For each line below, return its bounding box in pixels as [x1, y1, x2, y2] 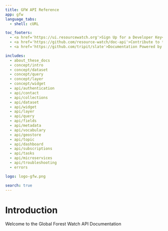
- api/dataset [9, 99, 39, 105]
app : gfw [5, 12, 23, 17]
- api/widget [9, 104, 37, 109]
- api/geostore [9, 132, 41, 137]
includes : [5, 53, 26, 58]
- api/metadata [9, 123, 41, 128]
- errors [9, 164, 28, 170]
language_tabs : [5, 16, 37, 21]
